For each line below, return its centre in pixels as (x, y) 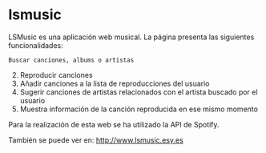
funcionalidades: (36, 45)
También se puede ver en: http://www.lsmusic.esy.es (96, 140)
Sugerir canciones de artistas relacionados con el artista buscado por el (139, 92)
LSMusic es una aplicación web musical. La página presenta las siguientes (131, 37)
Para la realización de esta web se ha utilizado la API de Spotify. (114, 124)
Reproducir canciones (56, 74)
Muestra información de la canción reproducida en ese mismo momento (139, 109)
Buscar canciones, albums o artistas (71, 60)
